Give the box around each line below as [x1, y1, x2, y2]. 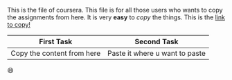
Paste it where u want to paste [107, 48, 206, 58]
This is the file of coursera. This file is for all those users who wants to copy [7, 6, 223, 14]
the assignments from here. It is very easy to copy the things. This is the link [7, 13, 226, 21]
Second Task [134, 37, 179, 46]
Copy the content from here [10, 48, 101, 58]
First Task [39, 37, 73, 46]
